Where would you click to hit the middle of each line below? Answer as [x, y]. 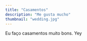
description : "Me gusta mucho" [38, 14]
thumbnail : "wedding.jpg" [32, 19]
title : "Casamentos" [27, 10]
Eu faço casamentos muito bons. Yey [43, 33]
